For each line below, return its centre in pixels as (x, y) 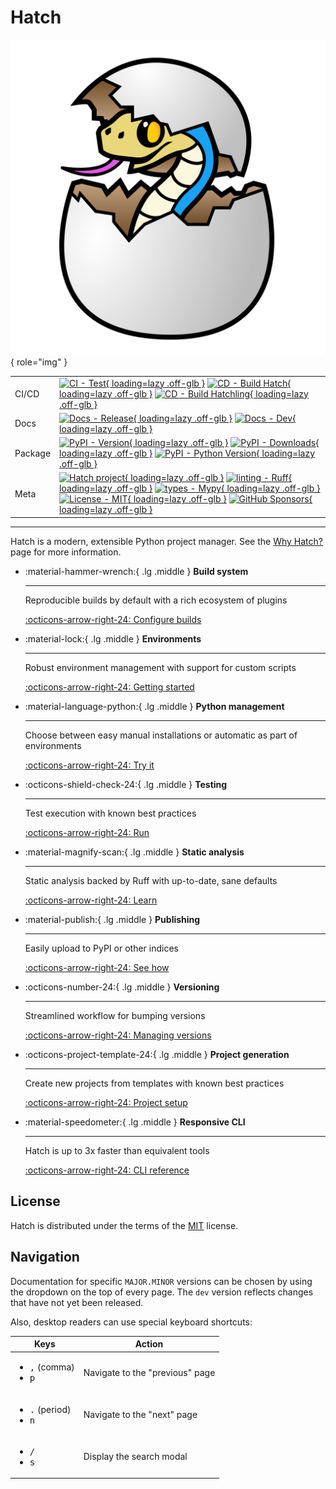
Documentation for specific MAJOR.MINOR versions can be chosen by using (161, 1281)
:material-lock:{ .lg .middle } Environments (113, 638)
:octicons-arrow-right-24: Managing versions (118, 1035)
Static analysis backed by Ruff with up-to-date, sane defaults (151, 880)
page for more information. (66, 552)
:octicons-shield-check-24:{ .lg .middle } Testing (126, 784)
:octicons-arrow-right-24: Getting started (109, 687)
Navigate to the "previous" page (149, 1372)
